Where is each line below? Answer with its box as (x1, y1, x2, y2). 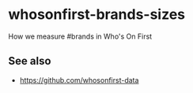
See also (8, 54, 51, 68)
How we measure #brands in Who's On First (8, 32, 153, 41)
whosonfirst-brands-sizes (8, 6, 186, 24)
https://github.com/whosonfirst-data (19, 75, 139, 84)
